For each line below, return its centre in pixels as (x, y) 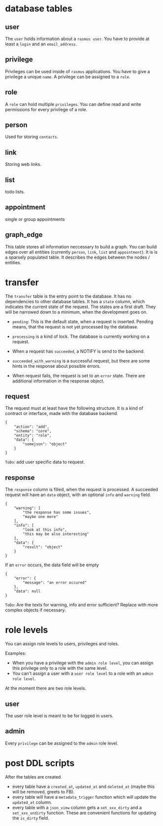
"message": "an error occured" (55, 583)
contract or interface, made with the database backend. (62, 413)
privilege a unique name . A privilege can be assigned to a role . (68, 77)
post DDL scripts (40, 763)
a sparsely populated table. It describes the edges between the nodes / (78, 257)
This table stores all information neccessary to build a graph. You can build (81, 247)
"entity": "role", (33, 436)
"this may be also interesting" (56, 534)
